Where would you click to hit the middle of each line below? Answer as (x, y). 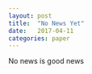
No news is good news (46, 61)
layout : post (30, 16)
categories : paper (39, 38)
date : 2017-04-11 (41, 31)
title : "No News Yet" (46, 23)
